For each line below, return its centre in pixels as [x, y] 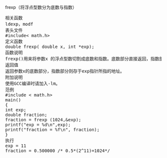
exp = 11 [16, 146]
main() [13, 100]
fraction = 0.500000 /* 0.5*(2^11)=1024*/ [58, 151]
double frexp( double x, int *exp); [50, 47]
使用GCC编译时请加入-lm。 [33, 83]
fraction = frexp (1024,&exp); [43, 120]
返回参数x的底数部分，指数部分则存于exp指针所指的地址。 [65, 71]
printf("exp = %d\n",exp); [38, 125]
